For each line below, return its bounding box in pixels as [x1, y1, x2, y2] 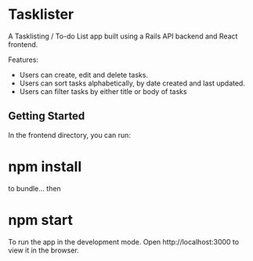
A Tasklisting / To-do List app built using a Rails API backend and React [8, 31, 238, 41]
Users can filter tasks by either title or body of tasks [19, 86, 187, 96]
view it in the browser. [8, 245, 80, 255]
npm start [8, 211, 73, 229]
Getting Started [8, 110, 85, 123]
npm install [8, 158, 82, 176]
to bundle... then [8, 183, 61, 193]
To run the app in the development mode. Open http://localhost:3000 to [8, 237, 240, 246]
